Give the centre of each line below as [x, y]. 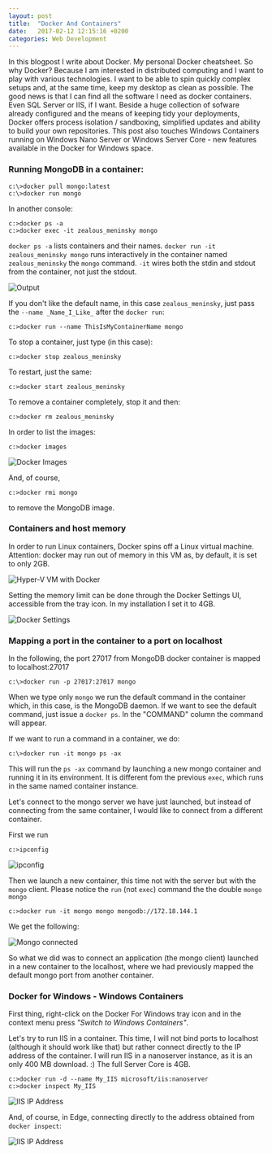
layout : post [30, 16]
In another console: [41, 208]
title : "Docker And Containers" [65, 24]
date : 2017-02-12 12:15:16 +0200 [69, 31]
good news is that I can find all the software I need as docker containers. [130, 96]
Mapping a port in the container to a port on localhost [116, 640]
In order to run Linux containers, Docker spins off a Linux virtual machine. [131, 546]
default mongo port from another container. [81, 975]
